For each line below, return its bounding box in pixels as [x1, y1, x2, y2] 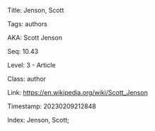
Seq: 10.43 [7, 47, 39, 55]
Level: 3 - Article [7, 61, 56, 69]
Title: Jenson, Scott [7, 6, 64, 14]
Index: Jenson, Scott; [7, 116, 69, 124]
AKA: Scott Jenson [7, 33, 62, 42]
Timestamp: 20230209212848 [7, 102, 97, 110]
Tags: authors [7, 20, 47, 28]
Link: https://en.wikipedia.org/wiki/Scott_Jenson [7, 89, 149, 96]
